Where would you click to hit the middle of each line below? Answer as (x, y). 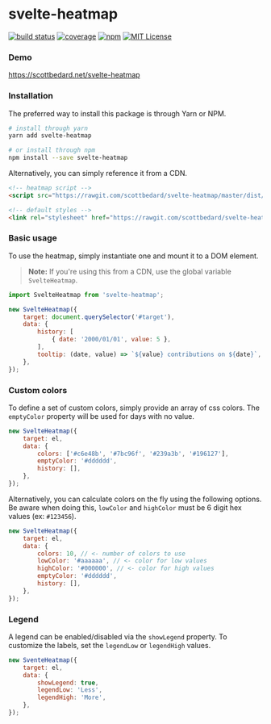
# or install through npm (52, 150)
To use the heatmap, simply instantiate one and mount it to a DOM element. (133, 256)
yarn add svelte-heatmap (50, 136)
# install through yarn (48, 128)
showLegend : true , (68, 683)
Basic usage (33, 238)
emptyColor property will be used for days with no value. (102, 416)
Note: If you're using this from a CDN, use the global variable (129, 271)
